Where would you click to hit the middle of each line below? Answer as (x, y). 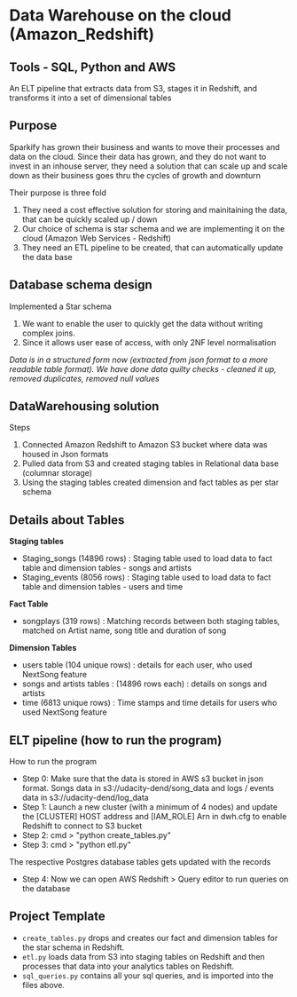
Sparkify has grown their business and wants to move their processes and (145, 146)
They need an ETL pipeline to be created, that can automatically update (152, 247)
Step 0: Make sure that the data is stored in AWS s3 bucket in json (143, 779)
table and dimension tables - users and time (102, 587)
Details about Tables (67, 520)
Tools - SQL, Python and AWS (93, 67)
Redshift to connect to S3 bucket (82, 826)
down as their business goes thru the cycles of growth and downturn (135, 175)
